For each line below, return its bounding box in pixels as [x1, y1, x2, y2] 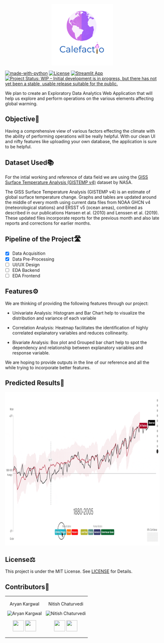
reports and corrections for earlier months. [5, 220, 92, 226]
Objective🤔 [5, 115, 40, 123]
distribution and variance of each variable [12, 315, 96, 321]
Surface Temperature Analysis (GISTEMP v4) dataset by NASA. [5, 179, 133, 185]
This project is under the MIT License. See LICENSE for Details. [5, 568, 133, 574]
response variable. [12, 350, 50, 355]
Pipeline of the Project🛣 [5, 235, 82, 243]
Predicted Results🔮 [5, 379, 65, 387]
